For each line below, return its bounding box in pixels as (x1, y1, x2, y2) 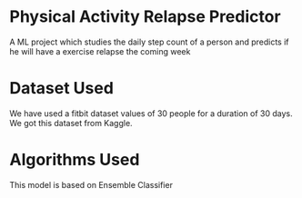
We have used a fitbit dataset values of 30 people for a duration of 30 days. (9, 107, 293, 119)
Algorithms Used (9, 150, 140, 170)
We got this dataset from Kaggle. (9, 117, 134, 128)
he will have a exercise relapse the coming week (9, 45, 191, 56)
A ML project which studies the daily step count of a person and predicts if (9, 36, 289, 47)
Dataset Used (9, 78, 114, 99)
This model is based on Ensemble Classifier (9, 179, 173, 190)
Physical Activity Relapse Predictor (9, 6, 281, 27)
